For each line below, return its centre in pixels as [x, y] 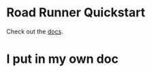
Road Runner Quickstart [76, 13]
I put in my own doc [62, 59]
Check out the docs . [35, 31]
